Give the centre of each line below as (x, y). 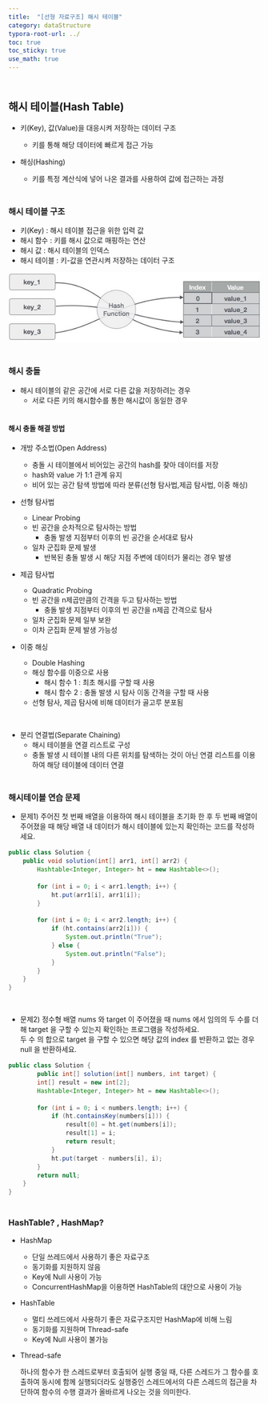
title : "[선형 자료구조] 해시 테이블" (65, 17)
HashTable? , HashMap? (56, 1222)
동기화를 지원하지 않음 (66, 1266)
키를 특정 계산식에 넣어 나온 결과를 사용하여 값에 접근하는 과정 (128, 178)
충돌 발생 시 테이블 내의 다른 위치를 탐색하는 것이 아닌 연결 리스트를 (136, 755)
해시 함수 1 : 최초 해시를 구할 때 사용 (99, 682)
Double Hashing (58, 663)
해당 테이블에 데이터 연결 (85, 765)
